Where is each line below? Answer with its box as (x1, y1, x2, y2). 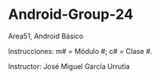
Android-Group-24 (8, 5, 133, 23)
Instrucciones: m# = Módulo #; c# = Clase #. (8, 46, 153, 56)
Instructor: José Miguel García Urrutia (8, 61, 130, 71)
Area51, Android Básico (8, 31, 84, 41)
